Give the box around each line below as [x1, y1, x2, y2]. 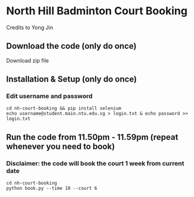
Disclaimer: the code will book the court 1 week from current [6, 159, 184, 167]
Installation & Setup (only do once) [6, 74, 137, 85]
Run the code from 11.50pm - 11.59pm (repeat [6, 132, 178, 142]
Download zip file [6, 57, 50, 64]
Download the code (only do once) [6, 41, 137, 51]
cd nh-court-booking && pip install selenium [6, 105, 121, 111]
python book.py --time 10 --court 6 [6, 186, 97, 192]
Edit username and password [6, 92, 93, 101]
